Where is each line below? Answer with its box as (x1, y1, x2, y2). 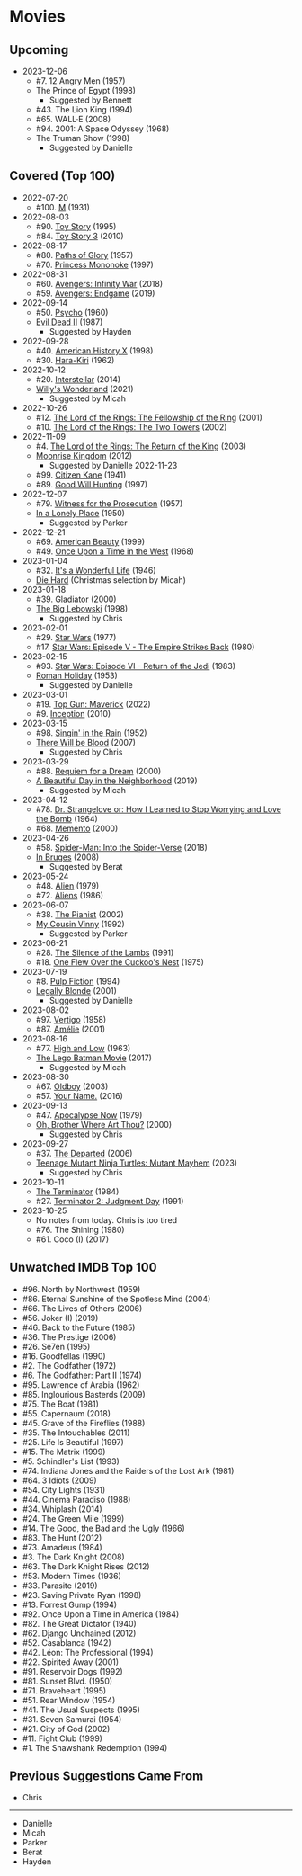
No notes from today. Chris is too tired (35, 1214, 178, 1225)
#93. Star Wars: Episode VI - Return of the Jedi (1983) (35, 660, 236, 671)
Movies (9, 6, 66, 27)
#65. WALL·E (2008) (35, 114, 111, 124)
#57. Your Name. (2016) (35, 1090, 124, 1101)
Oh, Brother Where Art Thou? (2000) (35, 1119, 173, 1130)
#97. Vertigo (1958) (35, 1014, 107, 1024)
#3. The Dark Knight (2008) (22, 1551, 125, 1562)
